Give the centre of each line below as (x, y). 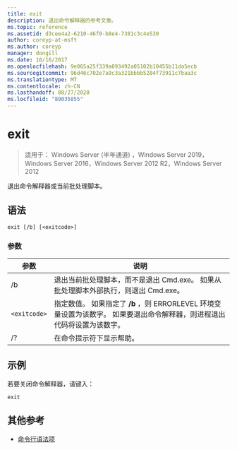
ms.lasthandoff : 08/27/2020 (49, 93)
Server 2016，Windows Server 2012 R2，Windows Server (138, 163)
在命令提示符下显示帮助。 (96, 338)
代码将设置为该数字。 (89, 325)
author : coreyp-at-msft (42, 40)
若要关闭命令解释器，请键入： (50, 384)
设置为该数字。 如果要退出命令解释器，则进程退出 (143, 314)
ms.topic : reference (38, 27)
